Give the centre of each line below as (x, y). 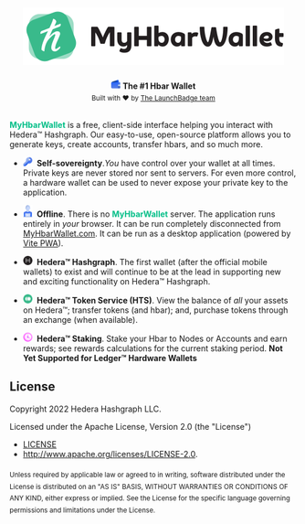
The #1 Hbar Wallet (159, 86)
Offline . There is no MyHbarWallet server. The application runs (156, 214)
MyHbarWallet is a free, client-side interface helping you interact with (142, 125)
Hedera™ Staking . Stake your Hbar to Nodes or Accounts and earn (162, 339)
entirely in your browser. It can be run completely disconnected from (152, 224)
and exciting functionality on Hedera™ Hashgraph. (116, 282)
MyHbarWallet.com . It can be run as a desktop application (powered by (157, 234)
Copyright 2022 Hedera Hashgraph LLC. (85, 409)
